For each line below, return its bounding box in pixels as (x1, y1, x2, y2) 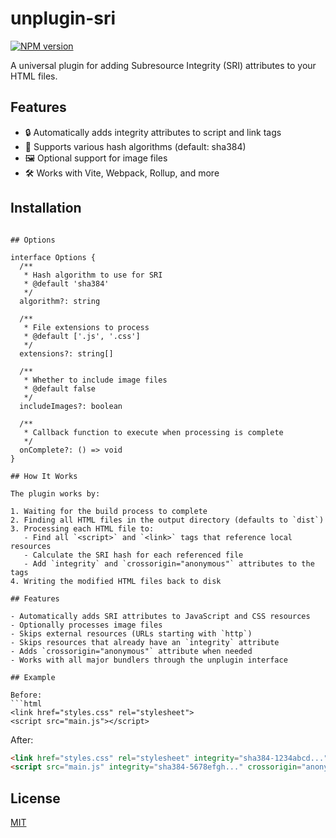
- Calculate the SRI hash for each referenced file (23, 550, 244, 560)
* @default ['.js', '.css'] (23, 331, 141, 341)
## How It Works (10, 471, 78, 481)
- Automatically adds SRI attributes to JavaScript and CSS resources (10, 611, 311, 621)
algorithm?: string (19, 296, 101, 306)
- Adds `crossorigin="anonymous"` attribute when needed (10, 646, 253, 656)
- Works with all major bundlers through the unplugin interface (10, 655, 288, 665)
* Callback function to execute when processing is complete (23, 427, 284, 437)
